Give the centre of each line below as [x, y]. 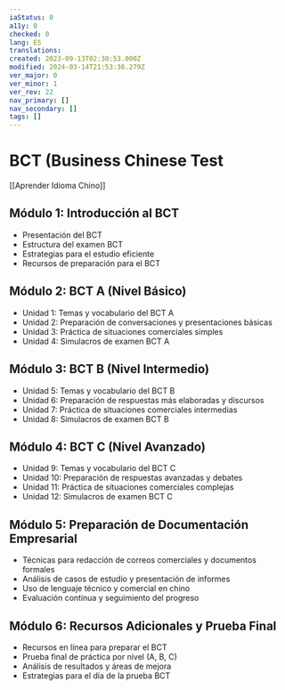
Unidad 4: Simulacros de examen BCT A [96, 341]
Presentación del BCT [62, 235]
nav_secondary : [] [43, 109]
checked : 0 [29, 34]
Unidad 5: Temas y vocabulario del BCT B [98, 390]
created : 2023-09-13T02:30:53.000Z [75, 59]
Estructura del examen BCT [73, 244]
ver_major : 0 [33, 76]
